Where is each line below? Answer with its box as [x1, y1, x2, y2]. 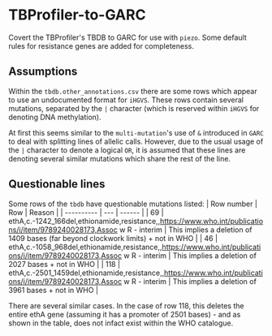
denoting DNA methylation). [8, 112, 101, 122]
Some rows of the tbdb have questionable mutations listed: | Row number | [8, 199, 258, 209]
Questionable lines [8, 177, 106, 192]
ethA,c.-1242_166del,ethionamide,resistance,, [8, 216, 161, 226]
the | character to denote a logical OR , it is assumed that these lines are [8, 144, 246, 155]
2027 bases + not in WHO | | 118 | [8, 259, 120, 269]
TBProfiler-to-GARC [8, 6, 146, 24]
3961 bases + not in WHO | [8, 285, 99, 295]
